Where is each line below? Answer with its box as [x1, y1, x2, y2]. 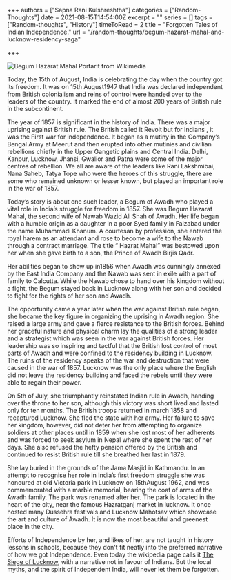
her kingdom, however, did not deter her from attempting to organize [7, 421, 202, 429]
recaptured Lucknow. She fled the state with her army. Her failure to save [7, 414, 215, 422]
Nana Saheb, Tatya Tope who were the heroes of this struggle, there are [7, 169, 212, 177]
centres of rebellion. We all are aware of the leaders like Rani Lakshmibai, [7, 162, 215, 170]
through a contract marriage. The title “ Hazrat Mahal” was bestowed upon [7, 242, 219, 249]
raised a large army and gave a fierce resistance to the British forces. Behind [7, 320, 225, 327]
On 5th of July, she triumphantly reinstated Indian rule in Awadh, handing [7, 391, 214, 400]
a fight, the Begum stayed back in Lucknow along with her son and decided [7, 284, 222, 292]
